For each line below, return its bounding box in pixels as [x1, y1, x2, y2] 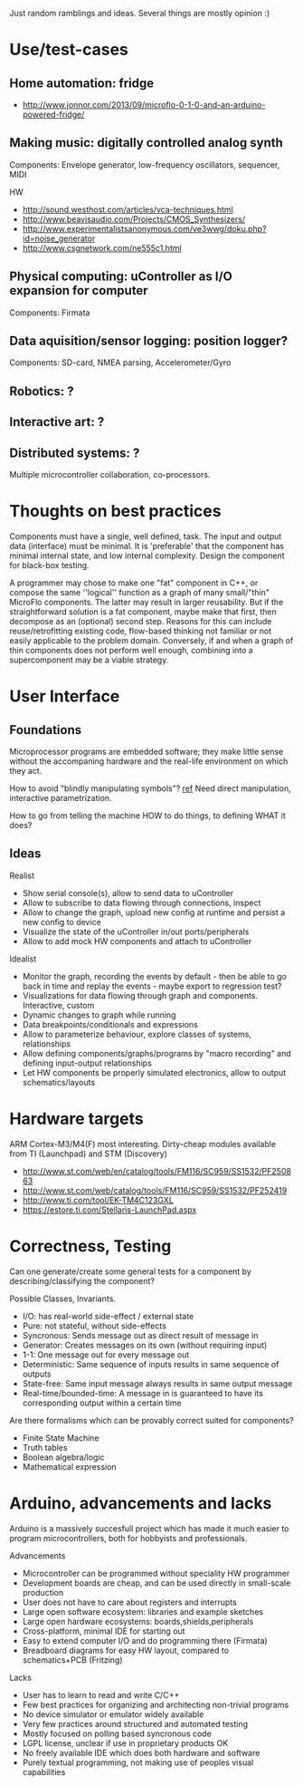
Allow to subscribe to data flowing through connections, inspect [22, 897, 261, 908]
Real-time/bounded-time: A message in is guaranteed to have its [22, 1387, 264, 1398]
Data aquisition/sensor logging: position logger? [9, 333, 288, 349]
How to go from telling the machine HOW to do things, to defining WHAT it [9, 810, 287, 821]
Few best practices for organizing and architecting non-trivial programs [22, 1699, 289, 1710]
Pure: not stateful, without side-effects [22, 1320, 167, 1331]
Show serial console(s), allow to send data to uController [22, 887, 234, 898]
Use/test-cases [9, 40, 128, 60]
